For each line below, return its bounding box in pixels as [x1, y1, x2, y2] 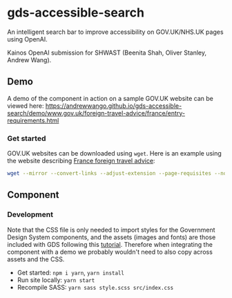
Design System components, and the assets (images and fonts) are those [7, 233, 216, 241]
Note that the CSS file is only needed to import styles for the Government [7, 225, 215, 234]
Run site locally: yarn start [17, 275, 95, 284]
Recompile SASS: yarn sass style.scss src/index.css [17, 283, 174, 291]
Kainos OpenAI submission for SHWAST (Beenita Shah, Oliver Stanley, [7, 48, 207, 57]
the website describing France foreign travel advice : [7, 157, 155, 165]
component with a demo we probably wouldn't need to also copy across [7, 248, 213, 256]
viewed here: [7, 102, 44, 110]
